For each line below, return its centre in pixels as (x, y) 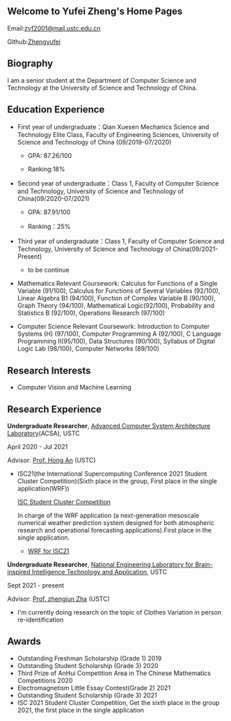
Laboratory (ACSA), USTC (43, 433)
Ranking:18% (46, 169)
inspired (19, 572)
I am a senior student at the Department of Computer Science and (102, 80)
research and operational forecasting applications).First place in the (114, 530)
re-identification (40, 620)
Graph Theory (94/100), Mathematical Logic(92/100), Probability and (115, 306)
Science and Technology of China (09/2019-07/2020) (94, 143)
